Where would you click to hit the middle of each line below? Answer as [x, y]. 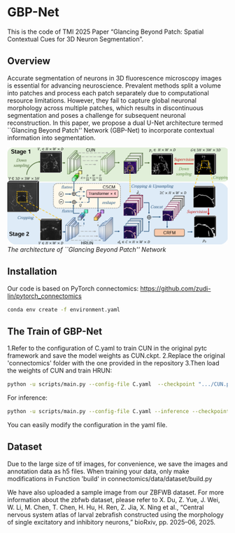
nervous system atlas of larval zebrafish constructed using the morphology [115, 514]
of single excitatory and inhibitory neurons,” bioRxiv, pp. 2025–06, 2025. [111, 522]
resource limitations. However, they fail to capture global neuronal [102, 100]
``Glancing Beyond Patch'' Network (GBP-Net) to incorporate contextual [111, 130]
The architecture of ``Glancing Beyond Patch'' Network [87, 249]
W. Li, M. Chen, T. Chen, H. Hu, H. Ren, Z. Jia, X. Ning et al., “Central [106, 507]
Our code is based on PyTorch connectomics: [73, 288]
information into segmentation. [51, 137]
